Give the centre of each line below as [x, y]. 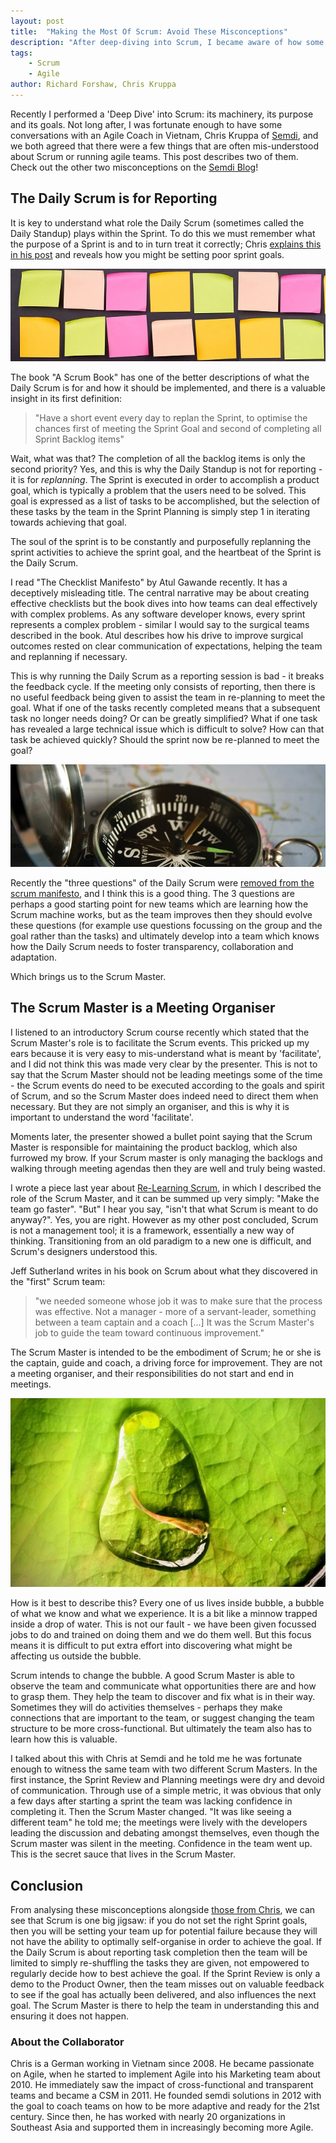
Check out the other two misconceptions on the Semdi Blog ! [134, 167]
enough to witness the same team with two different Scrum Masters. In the [164, 1769]
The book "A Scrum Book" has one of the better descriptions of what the [160, 377]
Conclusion [47, 1885]
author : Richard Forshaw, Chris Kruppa [93, 85]
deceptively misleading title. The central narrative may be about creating [160, 592]
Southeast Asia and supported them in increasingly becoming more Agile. [162, 2127]
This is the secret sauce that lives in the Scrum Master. [123, 1854]
